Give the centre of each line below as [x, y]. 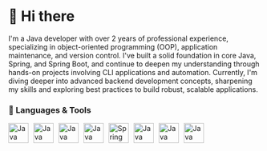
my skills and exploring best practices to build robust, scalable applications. [133, 89]
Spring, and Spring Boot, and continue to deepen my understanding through [134, 64]
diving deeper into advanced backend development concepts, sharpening [130, 81]
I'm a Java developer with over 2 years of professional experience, [118, 38]
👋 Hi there [41, 16]
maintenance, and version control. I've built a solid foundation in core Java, [132, 55]
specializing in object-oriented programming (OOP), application [113, 46]
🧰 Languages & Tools [50, 109]
